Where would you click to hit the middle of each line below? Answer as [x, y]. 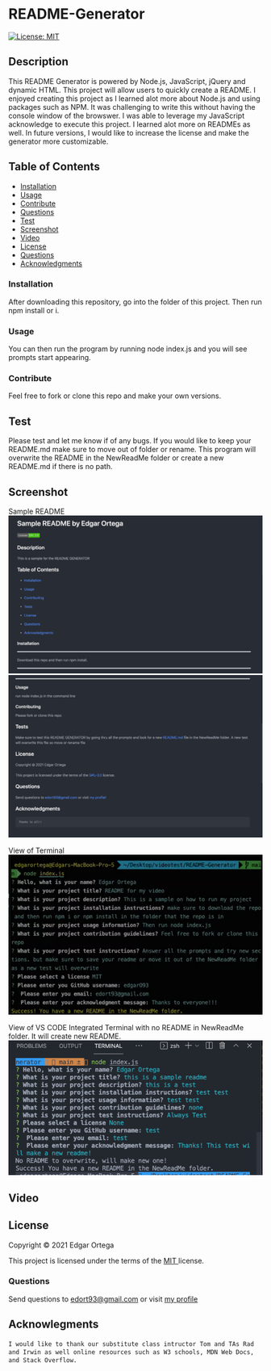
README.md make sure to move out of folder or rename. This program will [132, 450]
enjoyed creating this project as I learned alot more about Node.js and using [134, 99]
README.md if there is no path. [60, 467]
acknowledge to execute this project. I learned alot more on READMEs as [129, 124]
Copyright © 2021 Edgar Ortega [61, 1245]
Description [38, 62]
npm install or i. [34, 310]
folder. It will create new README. [65, 1036]
